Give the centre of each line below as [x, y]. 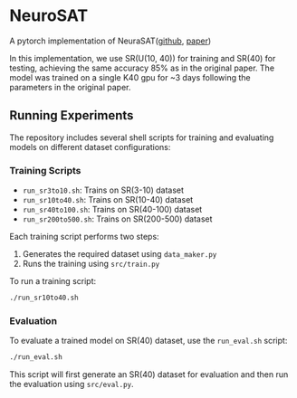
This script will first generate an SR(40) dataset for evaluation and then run [149, 374]
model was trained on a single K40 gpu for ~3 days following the [130, 77]
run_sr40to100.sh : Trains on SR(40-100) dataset [112, 210]
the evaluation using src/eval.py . [72, 384]
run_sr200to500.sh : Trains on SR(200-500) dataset [117, 219]
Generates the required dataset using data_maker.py [120, 254]
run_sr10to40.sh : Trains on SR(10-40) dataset [108, 200]
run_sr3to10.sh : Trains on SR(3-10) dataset [103, 190]
